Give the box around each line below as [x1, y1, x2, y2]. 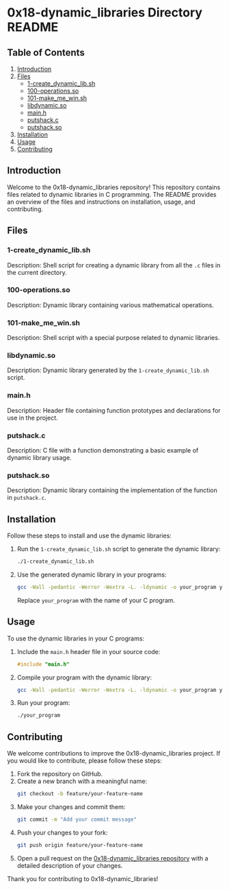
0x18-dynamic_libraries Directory [7, 5, 203, 21]
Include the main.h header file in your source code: [16, 647, 161, 656]
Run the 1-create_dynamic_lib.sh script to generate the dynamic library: [16, 545, 221, 553]
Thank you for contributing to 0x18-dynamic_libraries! [7, 874, 159, 882]
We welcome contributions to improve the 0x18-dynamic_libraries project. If [7, 749, 221, 758]
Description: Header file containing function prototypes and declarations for [7, 406, 221, 414]
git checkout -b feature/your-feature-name [16, 791, 144, 797]
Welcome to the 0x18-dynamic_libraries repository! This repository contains [7, 183, 221, 191]
